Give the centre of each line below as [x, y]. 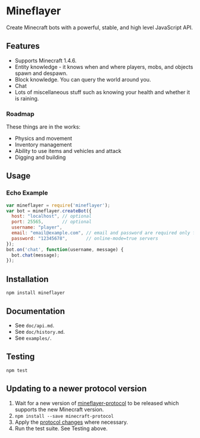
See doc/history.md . [40, 331]
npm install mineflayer [36, 293]
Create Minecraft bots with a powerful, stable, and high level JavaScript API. [100, 27]
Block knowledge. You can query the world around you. [83, 79]
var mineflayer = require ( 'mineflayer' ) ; [58, 205]
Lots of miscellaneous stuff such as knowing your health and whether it [102, 92]
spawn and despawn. [41, 73]
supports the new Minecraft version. [59, 409]
